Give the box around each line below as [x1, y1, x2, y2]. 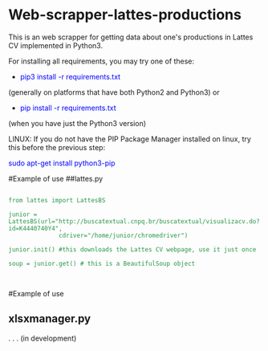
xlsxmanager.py [8, 312, 91, 326]
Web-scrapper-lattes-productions [8, 6, 242, 24]
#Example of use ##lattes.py [8, 173, 104, 183]
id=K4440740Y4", [8, 224, 63, 232]
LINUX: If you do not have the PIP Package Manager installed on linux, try [8, 134, 251, 144]
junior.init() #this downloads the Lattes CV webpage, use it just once [8, 245, 257, 254]
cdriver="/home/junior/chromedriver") [59, 231, 189, 239]
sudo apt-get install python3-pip [8, 158, 116, 168]
